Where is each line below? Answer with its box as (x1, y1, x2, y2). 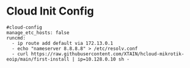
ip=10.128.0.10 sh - (77, 56, 130, 62)
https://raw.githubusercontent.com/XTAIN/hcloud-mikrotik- (31, 50, 185, 57)
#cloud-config (6, 24, 43, 30)
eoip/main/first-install (6, 56, 70, 62)
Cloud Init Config (6, 4, 94, 18)
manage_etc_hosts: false (6, 29, 70, 36)
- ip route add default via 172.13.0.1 (12, 40, 114, 46)
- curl (12, 50, 29, 57)
